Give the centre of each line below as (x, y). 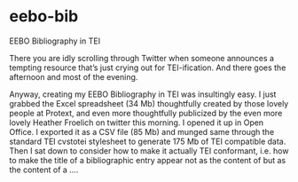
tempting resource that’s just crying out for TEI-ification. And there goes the (148, 67)
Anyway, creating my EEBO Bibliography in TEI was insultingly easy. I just (143, 94)
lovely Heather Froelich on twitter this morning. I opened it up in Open (137, 123)
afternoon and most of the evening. (74, 76)
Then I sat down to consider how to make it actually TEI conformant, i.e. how (149, 150)
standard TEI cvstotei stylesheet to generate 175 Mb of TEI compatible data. (148, 141)
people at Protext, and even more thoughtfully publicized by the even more (146, 113)
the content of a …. (44, 170)
